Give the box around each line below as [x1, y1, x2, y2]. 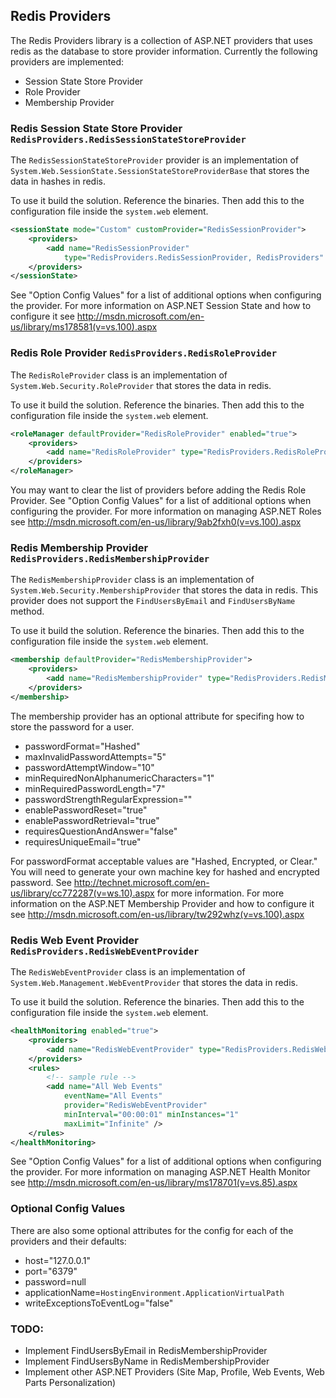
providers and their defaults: [10, 1235, 127, 1247]
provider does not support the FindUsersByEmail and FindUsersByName [10, 595, 296, 607]
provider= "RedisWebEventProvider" [63, 1100, 208, 1110]
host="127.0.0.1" [24, 1254, 91, 1266]
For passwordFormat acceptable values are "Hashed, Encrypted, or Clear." [10, 855, 318, 867]
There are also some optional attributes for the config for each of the [10, 1224, 294, 1236]
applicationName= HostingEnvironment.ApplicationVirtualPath [24, 1286, 285, 1298]
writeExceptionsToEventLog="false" [24, 1297, 174, 1309]
